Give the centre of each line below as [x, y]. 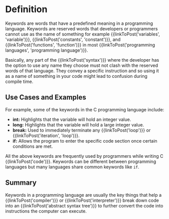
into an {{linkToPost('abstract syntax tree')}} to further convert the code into [84, 205]
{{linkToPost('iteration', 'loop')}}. [46, 136]
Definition [26, 9]
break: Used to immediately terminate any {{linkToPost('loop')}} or [81, 130]
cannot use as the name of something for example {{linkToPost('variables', [83, 34]
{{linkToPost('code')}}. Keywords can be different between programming [81, 161]
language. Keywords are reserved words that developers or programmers [81, 28]
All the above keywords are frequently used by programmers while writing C [84, 156]
